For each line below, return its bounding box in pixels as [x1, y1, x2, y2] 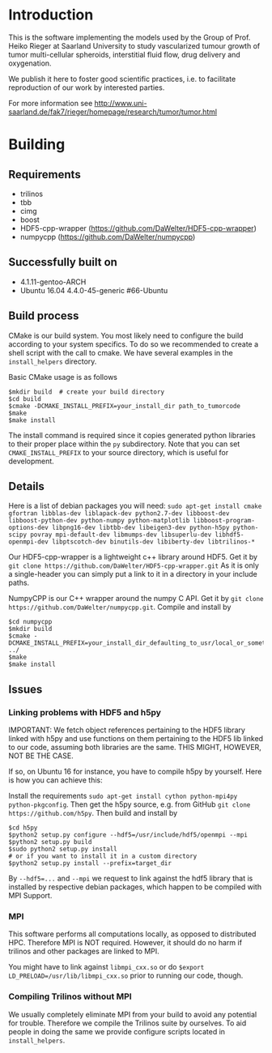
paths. [8, 578, 30, 588]
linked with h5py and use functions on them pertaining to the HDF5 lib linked [8, 734, 264, 744]
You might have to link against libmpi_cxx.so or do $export [8, 962, 205, 972]
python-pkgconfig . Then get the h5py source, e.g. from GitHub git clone [8, 799, 251, 809]
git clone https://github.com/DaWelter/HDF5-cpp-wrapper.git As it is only [8, 561, 259, 570]
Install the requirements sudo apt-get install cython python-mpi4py [8, 791, 238, 801]
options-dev [8, 524, 49, 532]
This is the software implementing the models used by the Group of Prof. [8, 32, 251, 42]
